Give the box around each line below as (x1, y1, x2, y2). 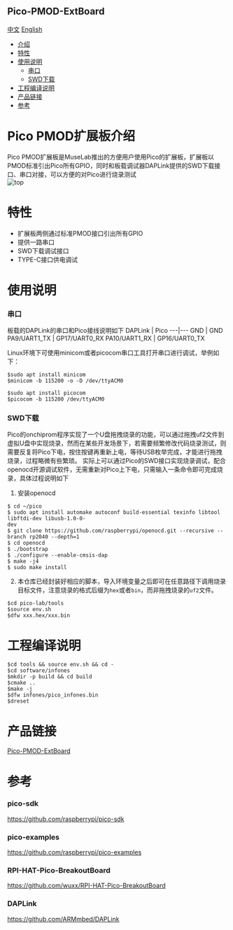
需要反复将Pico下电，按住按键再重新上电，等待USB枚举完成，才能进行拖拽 (7, 448, 223, 457)
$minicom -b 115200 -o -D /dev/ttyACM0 (7, 378, 124, 385)
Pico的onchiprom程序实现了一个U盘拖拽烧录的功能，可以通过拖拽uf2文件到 (7, 430, 225, 439)
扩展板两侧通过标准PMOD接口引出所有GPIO (17, 229, 143, 237)
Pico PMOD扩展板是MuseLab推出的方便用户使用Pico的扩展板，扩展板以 (7, 152, 215, 161)
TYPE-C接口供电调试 (17, 255, 78, 264)
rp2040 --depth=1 (29, 534, 80, 541)
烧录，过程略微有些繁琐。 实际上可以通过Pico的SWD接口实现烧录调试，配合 (7, 457, 226, 465)
